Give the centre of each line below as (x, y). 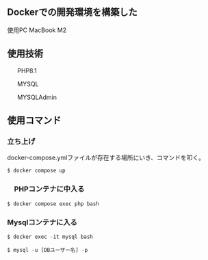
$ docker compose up (37, 171)
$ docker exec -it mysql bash (50, 237)
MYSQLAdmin (37, 97)
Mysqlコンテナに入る (42, 222)
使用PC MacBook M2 (37, 30)
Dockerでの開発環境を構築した (73, 12)
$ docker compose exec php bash (53, 204)
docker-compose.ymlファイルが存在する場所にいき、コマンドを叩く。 (106, 158)
